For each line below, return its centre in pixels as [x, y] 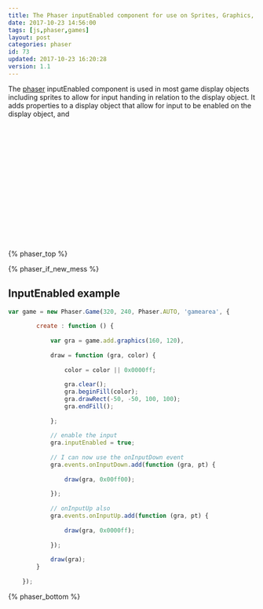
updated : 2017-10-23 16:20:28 [58, 60]
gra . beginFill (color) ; [101, 392]
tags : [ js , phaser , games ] [49, 30]
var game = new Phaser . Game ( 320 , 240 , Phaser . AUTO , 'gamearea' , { [119, 312]
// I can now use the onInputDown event [117, 458]
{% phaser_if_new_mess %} [54, 268]
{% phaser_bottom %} [44, 596]
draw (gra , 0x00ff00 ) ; [99, 480]
